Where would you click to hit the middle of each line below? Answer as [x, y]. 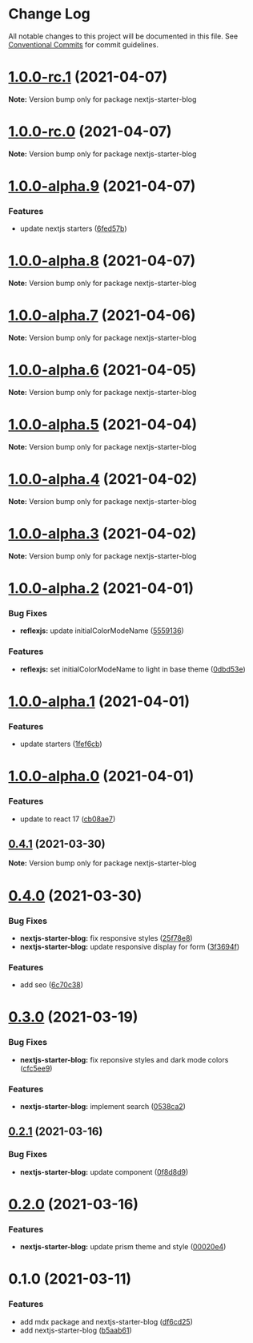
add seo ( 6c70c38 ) [52, 985]
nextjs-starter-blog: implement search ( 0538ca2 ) [103, 1107]
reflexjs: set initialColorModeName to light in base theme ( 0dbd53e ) [133, 669]
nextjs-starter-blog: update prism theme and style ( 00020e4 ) [123, 1247]
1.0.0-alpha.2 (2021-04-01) [101, 589]
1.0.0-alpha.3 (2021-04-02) [102, 534]
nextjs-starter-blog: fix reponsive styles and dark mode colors [124, 1059]
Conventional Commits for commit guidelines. [83, 44]
